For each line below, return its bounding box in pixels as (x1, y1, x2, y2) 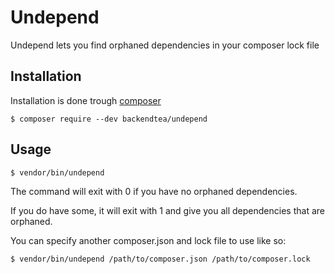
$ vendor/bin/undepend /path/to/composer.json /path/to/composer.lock (10, 254, 311, 264)
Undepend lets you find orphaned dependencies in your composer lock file (10, 39, 320, 51)
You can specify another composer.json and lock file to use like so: (10, 234, 287, 246)
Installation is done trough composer (10, 94, 162, 106)
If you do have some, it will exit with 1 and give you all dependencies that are (10, 204, 325, 216)
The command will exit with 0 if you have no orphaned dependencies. (10, 185, 298, 197)
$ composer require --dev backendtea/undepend (10, 114, 208, 124)
